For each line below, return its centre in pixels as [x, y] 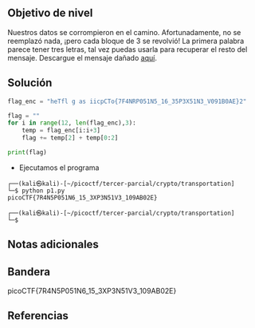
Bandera [29, 272]
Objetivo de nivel [50, 13]
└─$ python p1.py [36, 191]
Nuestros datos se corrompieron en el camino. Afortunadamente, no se [124, 32]
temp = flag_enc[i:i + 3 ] [61, 131]
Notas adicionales [53, 245]
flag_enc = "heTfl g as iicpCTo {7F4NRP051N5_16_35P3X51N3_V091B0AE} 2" [127, 101]
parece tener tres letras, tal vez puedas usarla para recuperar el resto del [127, 49]
